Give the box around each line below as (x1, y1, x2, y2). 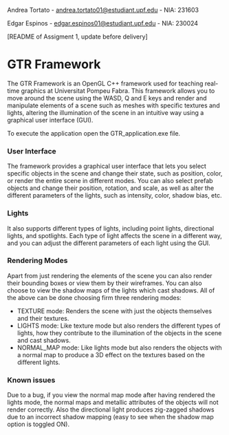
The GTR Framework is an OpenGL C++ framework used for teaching (7, 79, 204, 87)
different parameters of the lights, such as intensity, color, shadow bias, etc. (7, 191, 222, 200)
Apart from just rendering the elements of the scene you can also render (7, 271, 212, 279)
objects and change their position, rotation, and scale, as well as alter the (7, 184, 215, 192)
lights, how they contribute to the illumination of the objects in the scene (17, 328, 222, 337)
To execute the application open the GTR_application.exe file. (7, 129, 181, 137)
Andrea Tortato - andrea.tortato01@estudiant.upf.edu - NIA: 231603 (7, 6, 199, 14)
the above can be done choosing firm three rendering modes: (7, 293, 182, 301)
